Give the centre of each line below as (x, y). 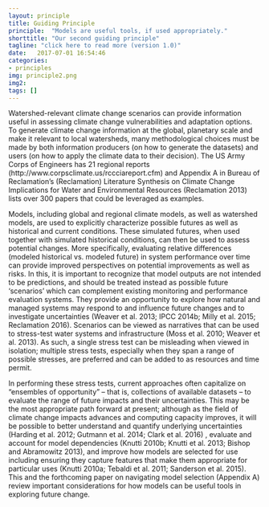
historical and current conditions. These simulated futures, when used (124, 231)
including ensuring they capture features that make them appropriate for (128, 460)
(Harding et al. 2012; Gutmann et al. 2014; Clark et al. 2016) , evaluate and (130, 435)
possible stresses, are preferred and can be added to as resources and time (134, 359)
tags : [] (23, 90)
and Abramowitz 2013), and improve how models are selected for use (123, 452)
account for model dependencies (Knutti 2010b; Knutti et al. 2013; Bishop (129, 444)
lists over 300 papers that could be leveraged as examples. (106, 198)
